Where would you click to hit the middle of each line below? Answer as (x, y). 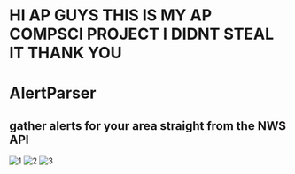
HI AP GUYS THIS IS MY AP (111, 15)
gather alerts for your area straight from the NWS (147, 126)
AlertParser (53, 93)
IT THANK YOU (66, 53)
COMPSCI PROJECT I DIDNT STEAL (142, 34)
